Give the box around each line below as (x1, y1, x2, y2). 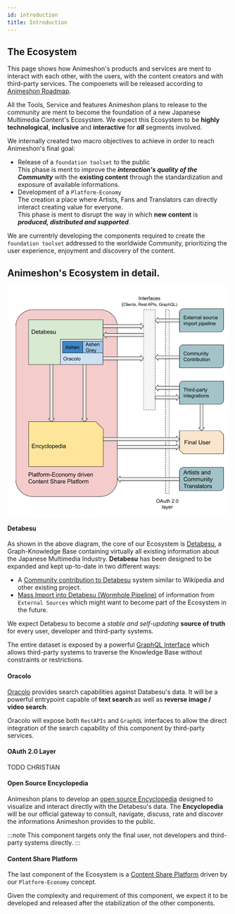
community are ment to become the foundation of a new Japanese (7, 108, 201, 116)
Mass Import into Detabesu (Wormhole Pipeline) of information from (17, 591, 215, 599)
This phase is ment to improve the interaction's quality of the (17, 166, 198, 174)
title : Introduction (7, 18, 68, 26)
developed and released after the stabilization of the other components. (7, 899, 216, 908)
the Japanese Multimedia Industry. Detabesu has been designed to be (7, 554, 212, 563)
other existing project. (17, 583, 82, 592)
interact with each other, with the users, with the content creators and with (7, 72, 224, 80)
